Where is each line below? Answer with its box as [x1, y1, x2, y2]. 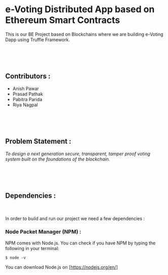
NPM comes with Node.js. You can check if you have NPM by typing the [5, 240, 156, 246]
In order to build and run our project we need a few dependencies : [5, 216, 145, 222]
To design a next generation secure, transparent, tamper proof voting [5, 150, 151, 157]
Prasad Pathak [12, 90, 43, 97]
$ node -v [5, 255, 26, 260]
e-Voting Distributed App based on [5, 4, 155, 15]
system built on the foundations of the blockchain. [5, 156, 110, 162]
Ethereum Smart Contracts [5, 14, 120, 26]
